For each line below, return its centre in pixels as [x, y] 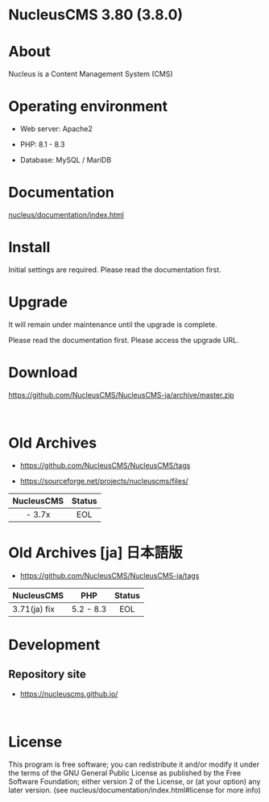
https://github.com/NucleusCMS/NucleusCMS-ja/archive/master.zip [122, 395]
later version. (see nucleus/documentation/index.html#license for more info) [134, 790]
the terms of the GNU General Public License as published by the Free [125, 773]
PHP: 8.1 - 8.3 [42, 145]
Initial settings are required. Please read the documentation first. [115, 269]
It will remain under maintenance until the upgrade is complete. [113, 325]
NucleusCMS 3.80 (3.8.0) [96, 15]
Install [29, 248]
